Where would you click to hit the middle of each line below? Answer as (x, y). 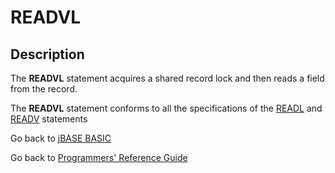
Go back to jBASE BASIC (61, 138)
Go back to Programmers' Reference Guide (99, 157)
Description (47, 54)
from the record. (44, 89)
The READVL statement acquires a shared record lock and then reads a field (167, 78)
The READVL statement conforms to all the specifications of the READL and (166, 108)
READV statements (49, 119)
